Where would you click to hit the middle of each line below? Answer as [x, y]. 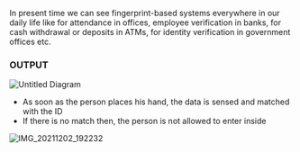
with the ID [42, 112]
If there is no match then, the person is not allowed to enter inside [144, 121]
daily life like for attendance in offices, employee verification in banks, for [145, 22]
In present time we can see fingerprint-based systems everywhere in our [145, 13]
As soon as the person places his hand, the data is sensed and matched [156, 102]
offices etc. [30, 41]
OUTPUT [29, 65]
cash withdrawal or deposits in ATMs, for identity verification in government [150, 32]
